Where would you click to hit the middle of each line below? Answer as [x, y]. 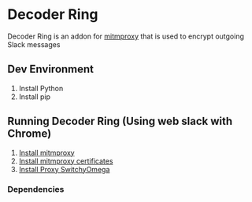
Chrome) [30, 134]
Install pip [34, 97]
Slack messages [34, 44]
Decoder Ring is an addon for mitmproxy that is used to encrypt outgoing [126, 36]
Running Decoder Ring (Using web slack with [120, 121]
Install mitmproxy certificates [66, 161]
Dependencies [36, 189]
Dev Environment [51, 70]
